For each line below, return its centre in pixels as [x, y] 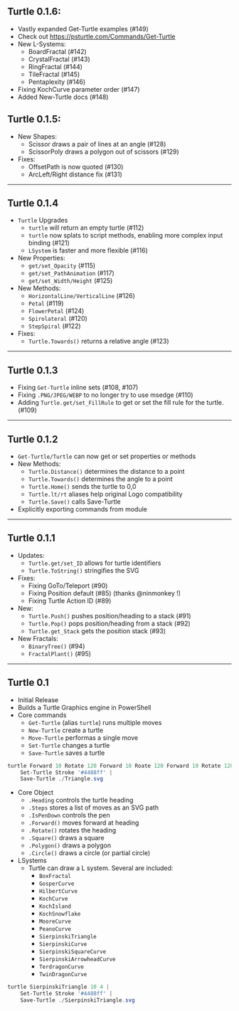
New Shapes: [37, 136]
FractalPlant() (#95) [59, 653]
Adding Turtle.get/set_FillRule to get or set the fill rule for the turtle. [121, 403]
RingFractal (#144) [55, 66]
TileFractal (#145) [54, 74]
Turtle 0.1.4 [33, 203]
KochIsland [55, 906]
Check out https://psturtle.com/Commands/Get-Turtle [96, 36]
